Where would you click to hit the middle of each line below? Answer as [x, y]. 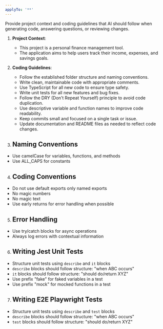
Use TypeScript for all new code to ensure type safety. [74, 87]
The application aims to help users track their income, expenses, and [89, 53]
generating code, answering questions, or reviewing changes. [67, 29]
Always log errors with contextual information [58, 236]
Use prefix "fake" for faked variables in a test [57, 279]
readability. [31, 113]
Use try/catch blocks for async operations [54, 231]
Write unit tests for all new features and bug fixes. [69, 92]
